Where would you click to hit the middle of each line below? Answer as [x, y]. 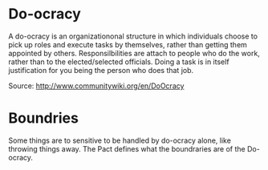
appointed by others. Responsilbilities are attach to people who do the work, [134, 53]
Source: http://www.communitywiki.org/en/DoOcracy [96, 86]
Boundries [43, 118]
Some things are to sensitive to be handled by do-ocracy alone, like [120, 140]
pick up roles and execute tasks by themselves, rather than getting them [128, 44]
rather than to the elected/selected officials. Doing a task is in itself [119, 62]
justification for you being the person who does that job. [101, 70]
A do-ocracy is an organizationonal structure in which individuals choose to [133, 36]
